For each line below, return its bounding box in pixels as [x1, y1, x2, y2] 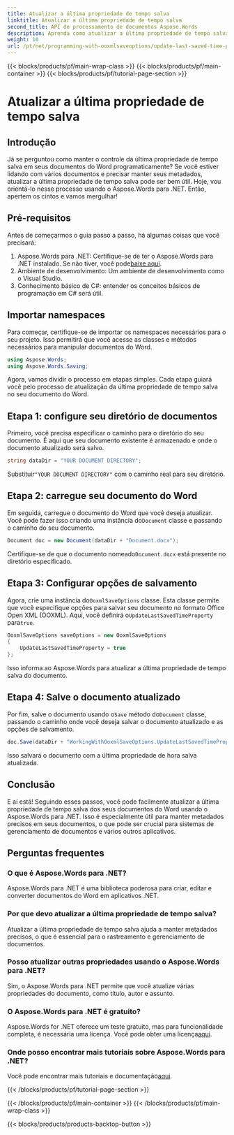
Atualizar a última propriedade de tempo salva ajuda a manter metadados [7, 925, 218, 933]
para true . [7, 618, 35, 626]
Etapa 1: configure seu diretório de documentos [7, 410, 218, 422]
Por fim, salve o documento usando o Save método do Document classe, [7, 710, 207, 718]
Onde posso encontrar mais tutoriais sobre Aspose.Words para [7, 1048, 226, 1057]
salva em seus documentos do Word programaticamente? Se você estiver [7, 162, 219, 171]
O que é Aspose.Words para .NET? [7, 868, 127, 878]
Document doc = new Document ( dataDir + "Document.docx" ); [7, 537, 179, 544]
